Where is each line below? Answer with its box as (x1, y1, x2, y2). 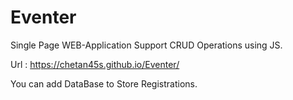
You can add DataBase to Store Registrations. (10, 77, 198, 90)
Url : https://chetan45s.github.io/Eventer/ (10, 58, 180, 70)
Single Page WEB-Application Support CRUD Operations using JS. (10, 39, 283, 51)
